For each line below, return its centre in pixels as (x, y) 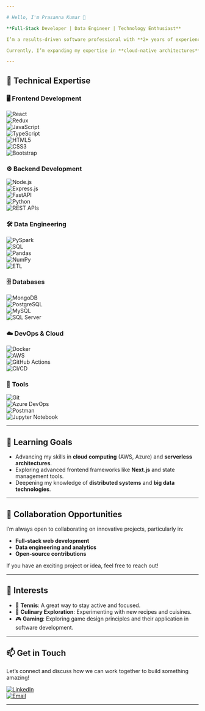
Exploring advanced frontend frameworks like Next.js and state (95, 470)
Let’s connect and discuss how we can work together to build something (98, 671)
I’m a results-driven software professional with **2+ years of (90, 39)
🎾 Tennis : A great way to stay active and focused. (78, 605)
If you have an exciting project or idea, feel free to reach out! (82, 565)
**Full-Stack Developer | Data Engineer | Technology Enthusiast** (94, 28)
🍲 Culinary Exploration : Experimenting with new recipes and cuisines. (103, 611)
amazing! (18, 677)
